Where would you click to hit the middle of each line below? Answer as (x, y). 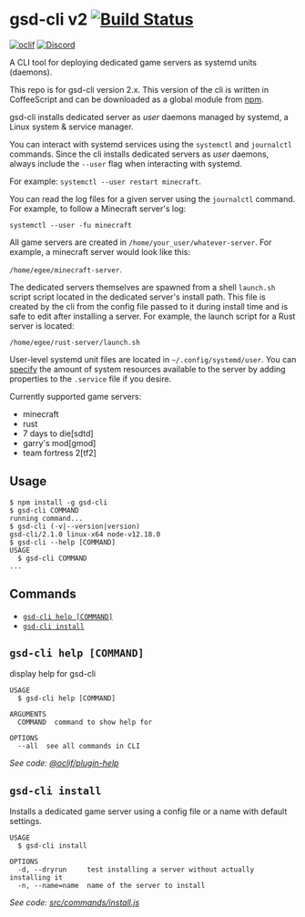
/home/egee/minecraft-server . (66, 270)
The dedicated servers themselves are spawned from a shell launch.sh (142, 287)
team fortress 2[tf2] (60, 453)
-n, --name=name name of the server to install (112, 886)
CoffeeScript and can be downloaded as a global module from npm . (137, 99)
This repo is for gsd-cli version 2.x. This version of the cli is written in (139, 89)
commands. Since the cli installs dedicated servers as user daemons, (139, 154)
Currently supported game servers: (76, 396)
